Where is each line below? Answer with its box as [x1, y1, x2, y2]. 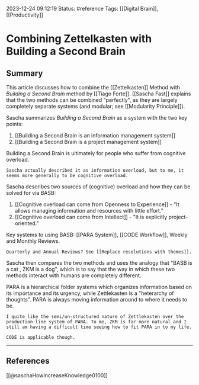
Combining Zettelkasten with [6, 32, 152, 46]
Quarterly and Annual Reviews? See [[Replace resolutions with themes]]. [6, 249, 192, 255]
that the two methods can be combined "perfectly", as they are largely [6, 97, 178, 103]
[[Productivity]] [6, 11, 43, 18]
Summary [6, 68, 43, 78]
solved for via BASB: [6, 190, 56, 196]
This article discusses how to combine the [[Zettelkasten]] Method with [6, 84, 181, 91]
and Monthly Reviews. [6, 238, 60, 245]
